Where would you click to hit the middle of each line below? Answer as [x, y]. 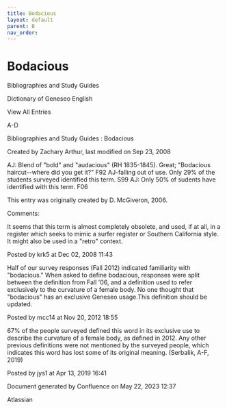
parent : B [21, 26]
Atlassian [20, 400]
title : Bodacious [32, 13]
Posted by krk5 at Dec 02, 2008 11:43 [60, 255]
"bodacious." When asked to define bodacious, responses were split [104, 275]
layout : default [30, 20]
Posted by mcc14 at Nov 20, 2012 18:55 [63, 318]
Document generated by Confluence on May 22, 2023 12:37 [92, 386]
